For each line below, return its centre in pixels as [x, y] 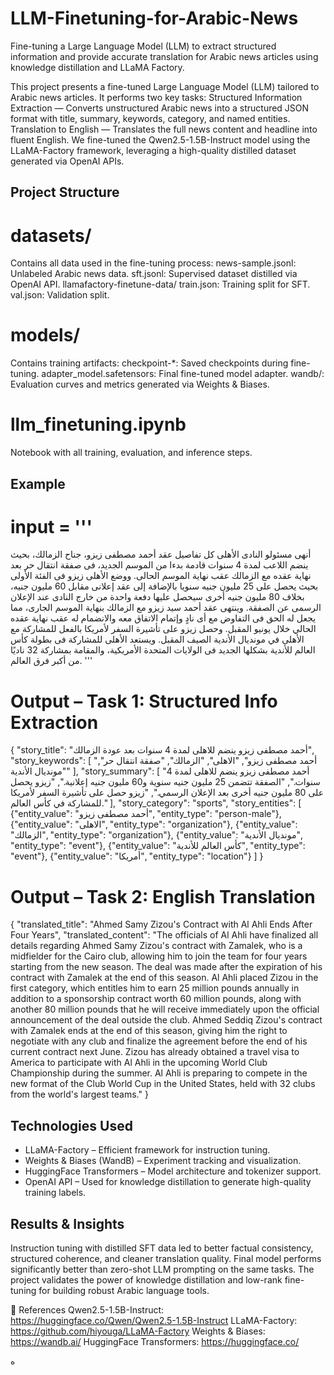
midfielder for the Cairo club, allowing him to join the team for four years [159, 956]
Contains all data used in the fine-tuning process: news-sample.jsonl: [153, 263]
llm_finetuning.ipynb [98, 424]
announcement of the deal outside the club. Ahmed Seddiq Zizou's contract [166, 1020]
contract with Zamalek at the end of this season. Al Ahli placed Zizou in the [164, 978]
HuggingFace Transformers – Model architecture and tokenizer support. [173, 1171]
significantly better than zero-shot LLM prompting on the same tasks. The [162, 1269]
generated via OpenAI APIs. [67, 161]
